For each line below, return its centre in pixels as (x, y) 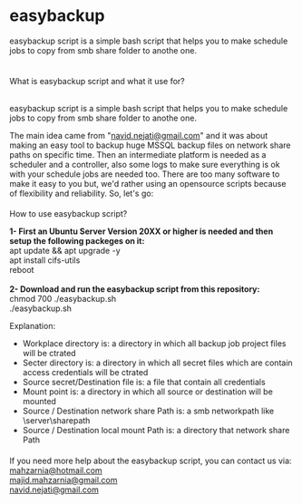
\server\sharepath (56, 421)
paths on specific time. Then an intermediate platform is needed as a (138, 154)
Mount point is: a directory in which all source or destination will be (148, 392)
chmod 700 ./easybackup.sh (63, 299)
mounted (39, 402)
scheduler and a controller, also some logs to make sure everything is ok (145, 164)
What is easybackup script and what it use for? (97, 81)
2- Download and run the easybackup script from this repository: (135, 289)
